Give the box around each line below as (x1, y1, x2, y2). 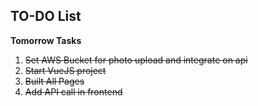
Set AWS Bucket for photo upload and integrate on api (24, 54, 248, 66)
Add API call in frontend (24, 85, 123, 98)
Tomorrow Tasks (10, 34, 82, 46)
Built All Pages (24, 75, 85, 87)
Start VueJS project (24, 64, 107, 76)
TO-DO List (10, 8, 82, 25)
